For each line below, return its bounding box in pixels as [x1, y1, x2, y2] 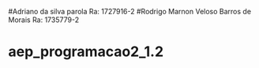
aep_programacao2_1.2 [8, 43, 164, 61]
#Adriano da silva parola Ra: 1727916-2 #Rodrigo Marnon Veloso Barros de [8, 7, 251, 16]
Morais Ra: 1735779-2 [8, 15, 80, 25]
